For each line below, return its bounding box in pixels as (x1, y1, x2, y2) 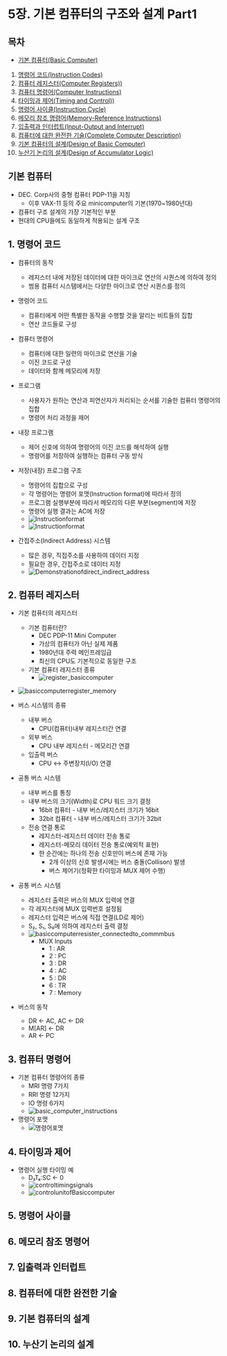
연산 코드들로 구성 (28, 319, 77, 328)
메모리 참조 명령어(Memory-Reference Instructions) (17, 114, 162, 122)
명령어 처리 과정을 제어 (28, 413, 90, 421)
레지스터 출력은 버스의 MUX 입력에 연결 (28, 896, 136, 904)
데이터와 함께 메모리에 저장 (28, 367, 101, 375)
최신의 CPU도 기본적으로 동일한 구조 (38, 657, 137, 665)
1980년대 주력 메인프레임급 (38, 649, 112, 657)
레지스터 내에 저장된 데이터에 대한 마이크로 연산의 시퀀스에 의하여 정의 (28, 273, 217, 281)
